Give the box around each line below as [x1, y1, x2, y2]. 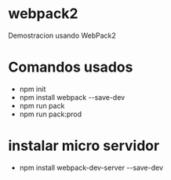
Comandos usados [8, 58, 133, 76]
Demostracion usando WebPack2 [8, 31, 116, 40]
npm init [19, 84, 46, 94]
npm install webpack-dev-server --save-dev [19, 163, 163, 172]
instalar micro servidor [8, 137, 160, 155]
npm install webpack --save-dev [19, 92, 126, 102]
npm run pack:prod [19, 109, 82, 119]
